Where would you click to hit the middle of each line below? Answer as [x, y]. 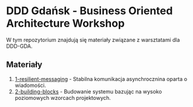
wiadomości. [30, 85]
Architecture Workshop [65, 23]
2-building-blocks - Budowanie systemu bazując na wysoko [88, 91]
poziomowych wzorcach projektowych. [63, 98]
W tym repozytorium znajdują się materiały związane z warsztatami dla [93, 40]
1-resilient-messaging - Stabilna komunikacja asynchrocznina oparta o [101, 79]
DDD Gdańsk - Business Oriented [90, 11]
